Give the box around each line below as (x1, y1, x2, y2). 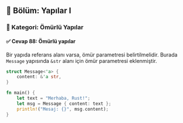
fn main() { (6, 90, 35, 96)
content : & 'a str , (16, 74, 62, 80)
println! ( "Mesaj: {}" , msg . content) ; (16, 106, 109, 112)
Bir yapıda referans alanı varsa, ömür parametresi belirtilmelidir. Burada (6, 51, 178, 58)
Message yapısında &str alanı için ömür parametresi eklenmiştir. (6, 57, 157, 64)
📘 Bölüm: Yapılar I (6, 6, 72, 16)
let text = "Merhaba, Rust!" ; (16, 96, 91, 101)
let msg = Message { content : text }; (16, 100, 111, 107)
